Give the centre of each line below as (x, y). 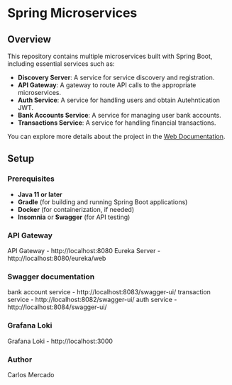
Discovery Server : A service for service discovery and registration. (116, 77)
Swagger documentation (51, 277)
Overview (29, 39)
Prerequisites (31, 179)
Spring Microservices (72, 13)
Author (20, 359)
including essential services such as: (61, 64)
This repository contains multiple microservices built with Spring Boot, (110, 56)
